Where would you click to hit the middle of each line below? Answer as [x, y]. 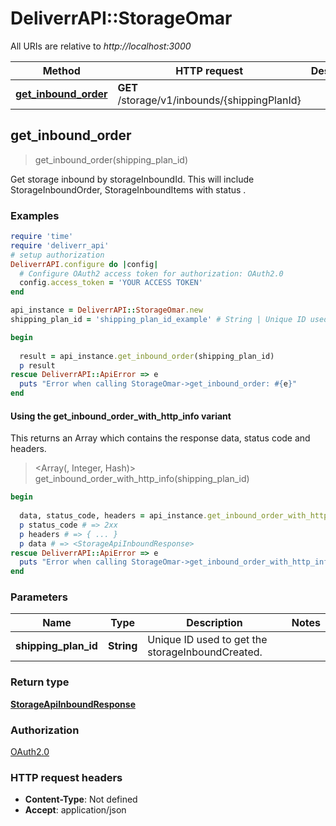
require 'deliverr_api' [60, 245]
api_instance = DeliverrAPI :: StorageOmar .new [106, 310]
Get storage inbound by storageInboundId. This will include [132, 179]
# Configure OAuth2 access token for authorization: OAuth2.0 [151, 273]
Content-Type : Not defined [81, 799]
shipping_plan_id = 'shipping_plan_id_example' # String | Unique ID [158, 320]
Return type [40, 682]
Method [61, 70]
